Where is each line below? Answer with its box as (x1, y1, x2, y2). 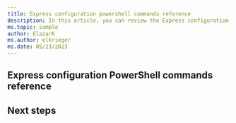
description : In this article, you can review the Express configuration (7, 17, 230, 24)
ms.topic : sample (7, 23, 59, 30)
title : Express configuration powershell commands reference (7, 10, 191, 18)
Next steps (7, 104, 57, 117)
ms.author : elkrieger (7, 37, 71, 44)
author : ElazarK (7, 30, 55, 37)
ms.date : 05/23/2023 (7, 43, 69, 50)
